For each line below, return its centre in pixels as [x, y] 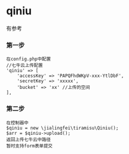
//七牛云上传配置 [24, 66]
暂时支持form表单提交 [29, 146]
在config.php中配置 [29, 59]
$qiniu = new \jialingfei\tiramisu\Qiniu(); [62, 128]
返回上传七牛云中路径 [28, 139]
